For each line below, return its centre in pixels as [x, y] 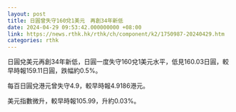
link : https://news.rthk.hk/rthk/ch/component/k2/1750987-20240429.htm [116, 34]
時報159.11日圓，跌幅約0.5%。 [57, 71]
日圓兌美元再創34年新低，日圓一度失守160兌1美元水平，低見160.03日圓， [115, 62]
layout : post [27, 14]
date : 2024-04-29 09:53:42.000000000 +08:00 [75, 27]
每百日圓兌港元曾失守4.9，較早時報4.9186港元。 [78, 86]
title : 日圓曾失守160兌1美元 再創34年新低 [65, 21]
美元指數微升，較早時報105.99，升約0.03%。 [74, 101]
